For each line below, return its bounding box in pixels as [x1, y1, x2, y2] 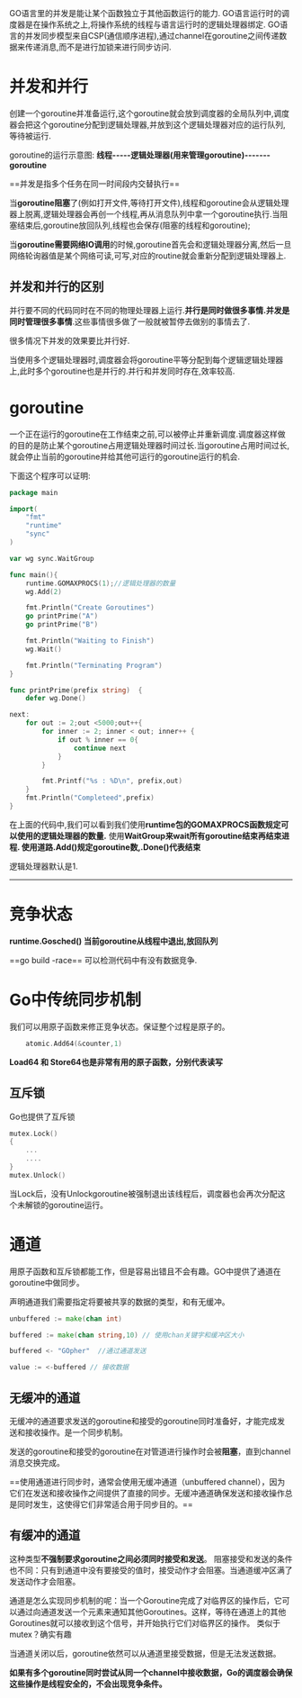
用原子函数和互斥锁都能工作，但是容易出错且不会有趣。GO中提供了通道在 [9, 1266, 281, 1277]
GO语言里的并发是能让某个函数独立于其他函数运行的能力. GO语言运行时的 [9, 8, 282, 18]
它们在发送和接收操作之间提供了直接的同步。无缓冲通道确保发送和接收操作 [9, 1488, 285, 1498]
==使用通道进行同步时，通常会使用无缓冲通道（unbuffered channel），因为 [9, 1477, 286, 1487]
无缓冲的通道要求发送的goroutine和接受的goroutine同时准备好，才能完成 [9, 1416, 278, 1426]
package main [9, 488, 58, 497]
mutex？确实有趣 [9, 1629, 72, 1639]
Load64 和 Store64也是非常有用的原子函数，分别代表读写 [9, 1056, 223, 1067]
